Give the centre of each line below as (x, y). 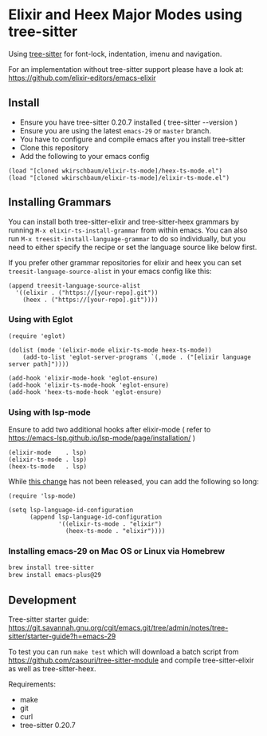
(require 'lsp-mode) (43, 496)
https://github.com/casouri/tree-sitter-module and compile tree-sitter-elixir (131, 660)
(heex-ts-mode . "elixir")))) (115, 531)
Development (43, 600)
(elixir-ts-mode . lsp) (48, 460)
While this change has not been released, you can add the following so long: (133, 482)
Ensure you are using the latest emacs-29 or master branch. (116, 130)
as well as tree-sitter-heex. (52, 669)
